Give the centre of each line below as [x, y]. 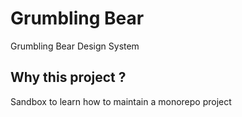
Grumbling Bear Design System [75, 46]
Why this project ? [68, 77]
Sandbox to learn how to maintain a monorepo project [121, 101]
